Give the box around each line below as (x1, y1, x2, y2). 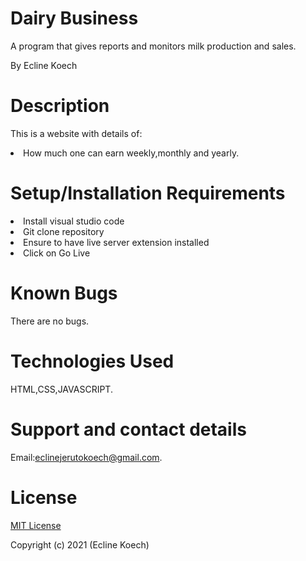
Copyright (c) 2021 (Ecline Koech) (10, 538, 150, 551)
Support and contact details (10, 418, 247, 441)
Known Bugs (10, 282, 118, 304)
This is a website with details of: (10, 127, 143, 139)
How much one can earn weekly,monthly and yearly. (23, 147, 240, 159)
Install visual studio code (23, 215, 125, 227)
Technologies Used (10, 350, 175, 372)
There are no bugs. (10, 315, 90, 327)
